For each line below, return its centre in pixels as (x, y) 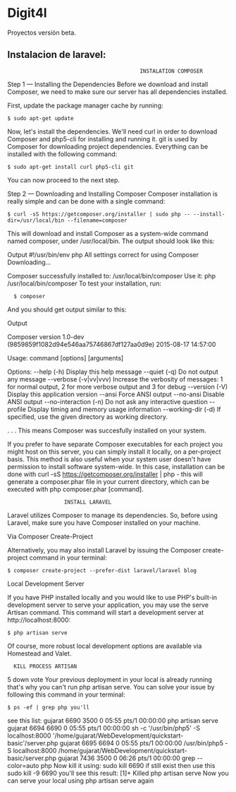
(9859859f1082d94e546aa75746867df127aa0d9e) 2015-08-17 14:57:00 (112, 344)
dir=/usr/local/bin (36, 220)
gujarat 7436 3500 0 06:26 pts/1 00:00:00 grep (126, 758)
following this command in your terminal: (66, 695)
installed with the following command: (62, 154)
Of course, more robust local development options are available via (105, 646)
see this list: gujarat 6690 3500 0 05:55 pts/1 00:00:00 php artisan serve (113, 720)
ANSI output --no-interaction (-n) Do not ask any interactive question (107, 401)
